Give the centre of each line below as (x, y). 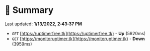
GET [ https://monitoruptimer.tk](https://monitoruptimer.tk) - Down (78, 39)
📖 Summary (29, 10)
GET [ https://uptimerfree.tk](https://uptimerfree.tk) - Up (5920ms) (79, 33)
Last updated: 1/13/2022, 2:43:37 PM (43, 24)
